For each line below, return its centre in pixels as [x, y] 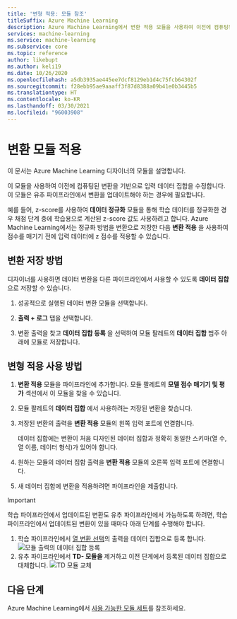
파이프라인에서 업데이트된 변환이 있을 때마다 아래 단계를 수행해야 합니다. [106, 523]
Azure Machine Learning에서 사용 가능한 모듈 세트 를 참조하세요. [97, 608]
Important [22, 500]
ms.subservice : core [38, 47]
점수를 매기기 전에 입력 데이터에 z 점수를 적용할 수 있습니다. [89, 236]
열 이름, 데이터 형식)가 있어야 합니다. [67, 447]
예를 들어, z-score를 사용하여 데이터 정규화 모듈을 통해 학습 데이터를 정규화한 [114, 209]
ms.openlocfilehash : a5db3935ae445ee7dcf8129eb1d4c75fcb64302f [102, 80]
